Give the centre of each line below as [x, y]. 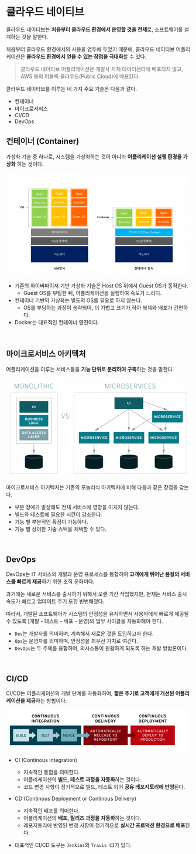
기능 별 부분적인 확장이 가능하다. [51, 522]
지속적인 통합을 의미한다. [51, 772]
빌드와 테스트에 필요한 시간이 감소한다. [58, 514]
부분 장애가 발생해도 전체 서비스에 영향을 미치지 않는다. [77, 507]
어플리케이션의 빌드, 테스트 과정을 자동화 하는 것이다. [82, 779]
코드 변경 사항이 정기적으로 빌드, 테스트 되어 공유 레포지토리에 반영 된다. [104, 787]
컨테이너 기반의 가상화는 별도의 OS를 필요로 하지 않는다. [78, 300]
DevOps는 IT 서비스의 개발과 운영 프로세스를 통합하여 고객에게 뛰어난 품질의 [93, 574]
